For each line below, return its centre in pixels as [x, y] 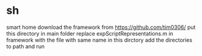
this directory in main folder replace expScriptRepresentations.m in [90, 33]
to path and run [25, 46]
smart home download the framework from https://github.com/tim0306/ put [101, 27]
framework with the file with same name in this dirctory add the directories [99, 40]
